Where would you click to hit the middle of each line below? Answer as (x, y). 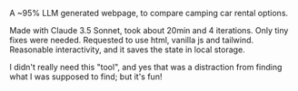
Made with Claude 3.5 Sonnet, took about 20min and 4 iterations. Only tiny (149, 30)
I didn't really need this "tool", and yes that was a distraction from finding (146, 67)
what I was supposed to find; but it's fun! (86, 77)
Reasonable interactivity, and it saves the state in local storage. (127, 50)
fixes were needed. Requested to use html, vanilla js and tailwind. (132, 40)
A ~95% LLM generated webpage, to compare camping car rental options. (149, 13)
